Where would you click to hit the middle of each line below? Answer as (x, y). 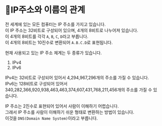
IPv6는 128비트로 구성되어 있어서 (36, 83)
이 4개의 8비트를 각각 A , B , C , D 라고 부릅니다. (47, 36)
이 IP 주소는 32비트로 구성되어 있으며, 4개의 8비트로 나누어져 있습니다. (72, 30)
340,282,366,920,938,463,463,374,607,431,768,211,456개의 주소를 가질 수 (79, 90)
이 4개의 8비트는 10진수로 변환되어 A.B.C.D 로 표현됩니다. (59, 42)
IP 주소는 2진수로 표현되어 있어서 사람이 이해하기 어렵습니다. (62, 106)
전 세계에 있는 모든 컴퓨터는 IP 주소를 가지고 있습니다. (55, 24)
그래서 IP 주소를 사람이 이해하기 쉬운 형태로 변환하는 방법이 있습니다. (70, 112)
